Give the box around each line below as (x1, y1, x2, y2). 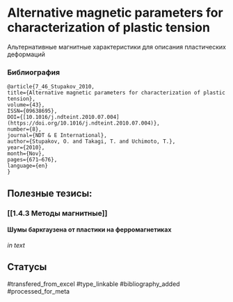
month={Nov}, (7, 150, 45, 157)
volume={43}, (7, 102, 45, 109)
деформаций (7, 50, 45, 58)
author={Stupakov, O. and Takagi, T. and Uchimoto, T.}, (7, 138, 176, 145)
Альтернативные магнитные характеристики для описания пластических (7, 42, 226, 51)
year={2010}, (7, 144, 45, 151)
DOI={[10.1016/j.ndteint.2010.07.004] (7, 113, 120, 121)
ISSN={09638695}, (7, 108, 58, 115)
